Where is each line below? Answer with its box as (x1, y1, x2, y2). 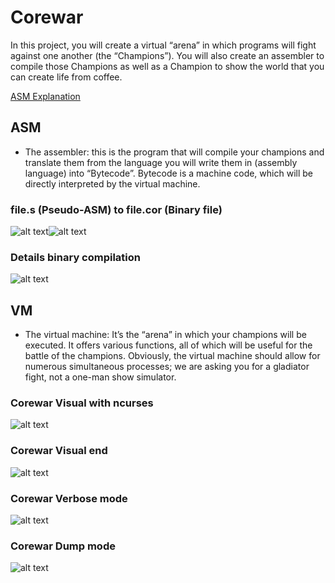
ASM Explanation (10, 90, 81, 102)
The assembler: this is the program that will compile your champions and (24, 146, 325, 158)
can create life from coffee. (10, 71, 123, 83)
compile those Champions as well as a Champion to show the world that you (10, 60, 325, 72)
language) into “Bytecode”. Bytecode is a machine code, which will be (24, 167, 313, 179)
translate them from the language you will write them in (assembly (24, 156, 298, 168)
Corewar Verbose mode (10, 491, 128, 505)
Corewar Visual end (10, 444, 108, 458)
